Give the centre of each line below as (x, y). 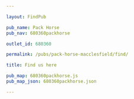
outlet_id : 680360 (29, 44)
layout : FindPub (26, 17)
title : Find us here (32, 65)
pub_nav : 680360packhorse (38, 33)
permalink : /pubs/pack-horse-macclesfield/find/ (67, 55)
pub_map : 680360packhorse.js (42, 76)
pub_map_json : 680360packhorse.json (51, 81)
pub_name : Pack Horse (33, 27)
